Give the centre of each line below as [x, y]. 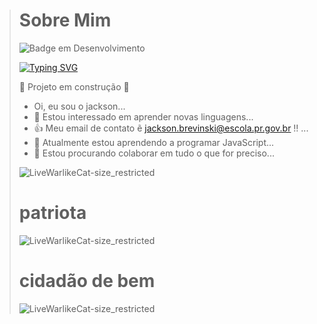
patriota [52, 213]
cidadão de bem [87, 281]
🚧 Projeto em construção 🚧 [74, 86]
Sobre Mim [65, 20]
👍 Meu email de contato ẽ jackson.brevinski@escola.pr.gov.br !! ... [171, 128]
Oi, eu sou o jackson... [79, 106]
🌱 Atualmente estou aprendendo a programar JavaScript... [154, 142]
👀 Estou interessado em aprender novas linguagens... [143, 116]
